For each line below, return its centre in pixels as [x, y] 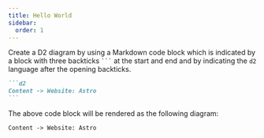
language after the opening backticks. [70, 69]
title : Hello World [40, 15]
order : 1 [30, 30]
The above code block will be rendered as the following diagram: [113, 114]
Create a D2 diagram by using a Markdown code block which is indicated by [132, 53]
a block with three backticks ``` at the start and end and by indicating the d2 [132, 61]
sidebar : [22, 23]
